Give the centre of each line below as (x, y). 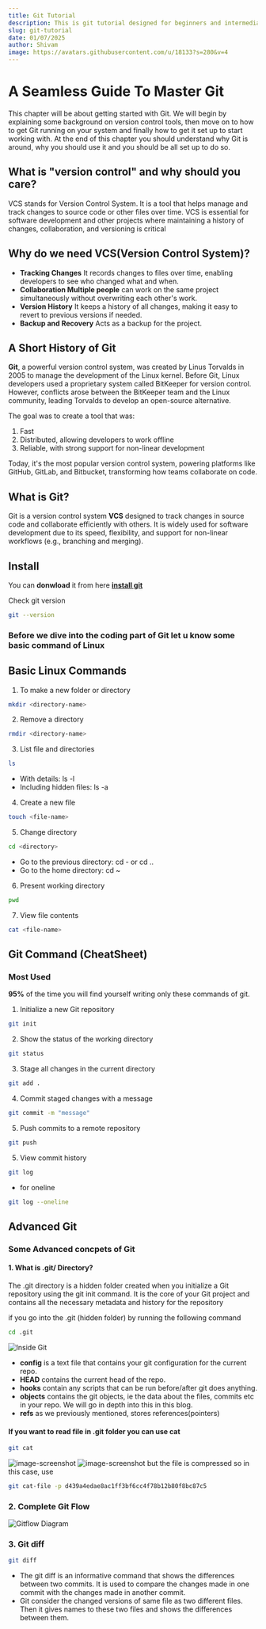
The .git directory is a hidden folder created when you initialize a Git (119, 1286)
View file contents (49, 915)
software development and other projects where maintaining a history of (126, 220)
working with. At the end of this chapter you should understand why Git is (128, 139)
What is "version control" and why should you (125, 172)
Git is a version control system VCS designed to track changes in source (126, 516)
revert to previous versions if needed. (81, 314)
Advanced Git (43, 1226)
